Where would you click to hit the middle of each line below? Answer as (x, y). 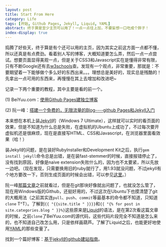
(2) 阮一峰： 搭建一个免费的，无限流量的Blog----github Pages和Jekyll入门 (80, 110)
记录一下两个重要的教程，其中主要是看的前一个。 (55, 89)
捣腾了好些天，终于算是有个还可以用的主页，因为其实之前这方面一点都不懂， (83, 47)
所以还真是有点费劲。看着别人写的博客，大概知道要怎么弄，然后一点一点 (79, 54)
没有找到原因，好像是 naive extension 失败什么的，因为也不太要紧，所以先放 (82, 162)
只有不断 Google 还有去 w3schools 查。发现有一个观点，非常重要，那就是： (80, 66)
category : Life (21, 19)
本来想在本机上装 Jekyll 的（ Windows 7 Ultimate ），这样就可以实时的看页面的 (83, 121)
